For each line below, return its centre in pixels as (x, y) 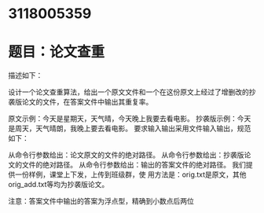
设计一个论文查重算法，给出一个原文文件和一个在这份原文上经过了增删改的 (128, 92)
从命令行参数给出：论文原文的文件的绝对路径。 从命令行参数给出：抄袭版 (126, 155)
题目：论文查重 (57, 52)
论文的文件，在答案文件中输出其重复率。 (87, 102)
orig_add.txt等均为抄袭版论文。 (59, 185)
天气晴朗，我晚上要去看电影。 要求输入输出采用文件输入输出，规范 (143, 129)
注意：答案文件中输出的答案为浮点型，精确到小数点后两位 (101, 201)
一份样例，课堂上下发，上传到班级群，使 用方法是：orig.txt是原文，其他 (130, 174)
